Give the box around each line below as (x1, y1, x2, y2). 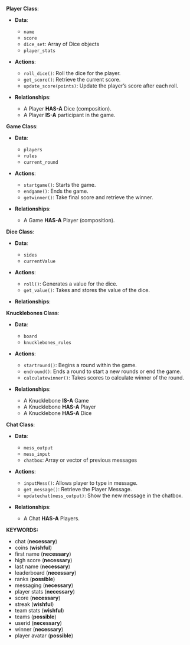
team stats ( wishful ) (14, 607, 64, 614)
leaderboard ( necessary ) (14, 569, 77, 576)
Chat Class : (6, 421, 35, 428)
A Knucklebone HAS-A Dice (23, 410, 92, 416)
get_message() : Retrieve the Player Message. (23, 486, 132, 492)
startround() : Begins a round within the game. (23, 362, 137, 368)
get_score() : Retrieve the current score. (23, 76, 121, 83)
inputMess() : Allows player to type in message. (23, 479, 137, 487)
